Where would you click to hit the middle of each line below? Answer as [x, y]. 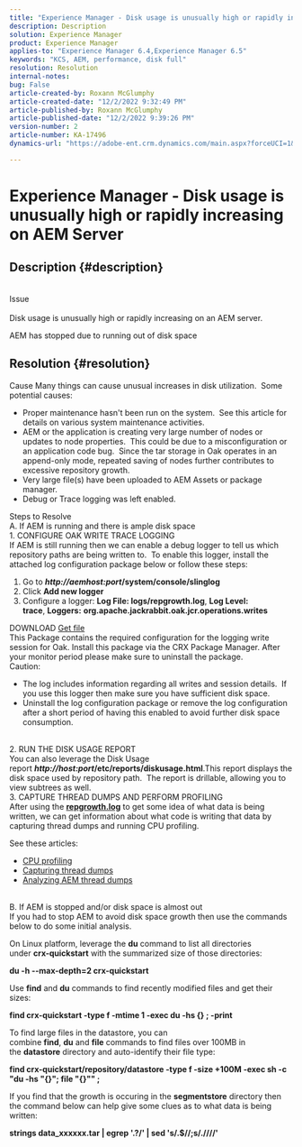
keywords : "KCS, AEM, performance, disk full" [98, 60]
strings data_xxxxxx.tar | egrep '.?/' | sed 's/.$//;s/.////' [114, 1133]
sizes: [20, 997]
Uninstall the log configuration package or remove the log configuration [155, 702]
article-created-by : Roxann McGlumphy [82, 93]
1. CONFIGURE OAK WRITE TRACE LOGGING [92, 535]
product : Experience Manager [64, 43]
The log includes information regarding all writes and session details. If [155, 684]
